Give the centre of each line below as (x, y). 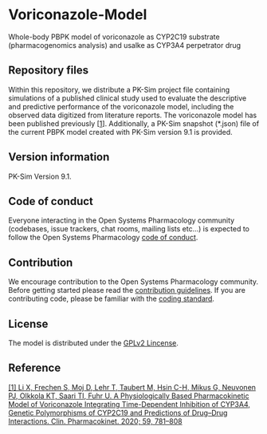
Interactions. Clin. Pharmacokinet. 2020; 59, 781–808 (95, 421)
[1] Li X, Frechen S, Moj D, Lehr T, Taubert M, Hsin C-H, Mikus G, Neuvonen (132, 387)
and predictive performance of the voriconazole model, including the (121, 106)
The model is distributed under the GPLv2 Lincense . (94, 343)
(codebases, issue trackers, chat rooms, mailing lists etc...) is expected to (129, 229)
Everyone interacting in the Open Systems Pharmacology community (122, 220)
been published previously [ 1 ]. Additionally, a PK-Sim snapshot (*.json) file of (134, 123)
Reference (35, 368)
